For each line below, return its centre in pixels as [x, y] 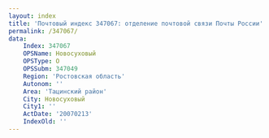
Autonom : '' [43, 84]
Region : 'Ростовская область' [74, 76]
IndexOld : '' [45, 122]
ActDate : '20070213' [58, 114]
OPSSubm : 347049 [51, 69]
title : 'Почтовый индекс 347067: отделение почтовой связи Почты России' [136, 24]
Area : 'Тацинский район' [65, 91]
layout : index [33, 16]
